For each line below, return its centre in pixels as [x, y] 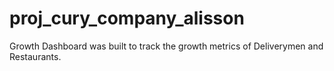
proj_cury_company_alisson [127, 18]
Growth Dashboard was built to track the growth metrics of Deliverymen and [166, 46]
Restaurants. [35, 56]
